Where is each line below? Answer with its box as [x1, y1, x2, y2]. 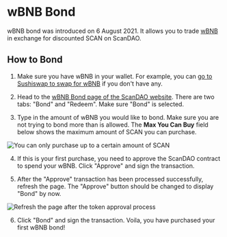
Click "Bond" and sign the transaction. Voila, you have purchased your [16, 216, 215, 224]
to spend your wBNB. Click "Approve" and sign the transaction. [16, 162, 195, 170]
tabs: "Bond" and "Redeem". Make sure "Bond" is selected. [16, 100, 185, 108]
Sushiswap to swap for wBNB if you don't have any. [16, 79, 163, 88]
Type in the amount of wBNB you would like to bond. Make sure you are [16, 113, 219, 121]
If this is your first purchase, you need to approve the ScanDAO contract [16, 154, 221, 162]
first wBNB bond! [16, 223, 66, 232]
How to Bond [7, 54, 63, 66]
